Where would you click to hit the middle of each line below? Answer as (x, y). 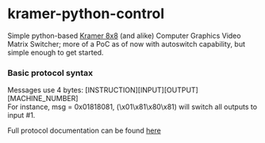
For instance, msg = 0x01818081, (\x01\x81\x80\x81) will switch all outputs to (132, 107)
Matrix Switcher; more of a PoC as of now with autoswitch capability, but (126, 43)
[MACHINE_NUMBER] (43, 99)
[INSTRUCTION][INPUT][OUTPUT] (142, 90)
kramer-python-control (86, 14)
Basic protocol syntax (50, 73)
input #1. (21, 115)
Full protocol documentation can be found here (84, 130)
